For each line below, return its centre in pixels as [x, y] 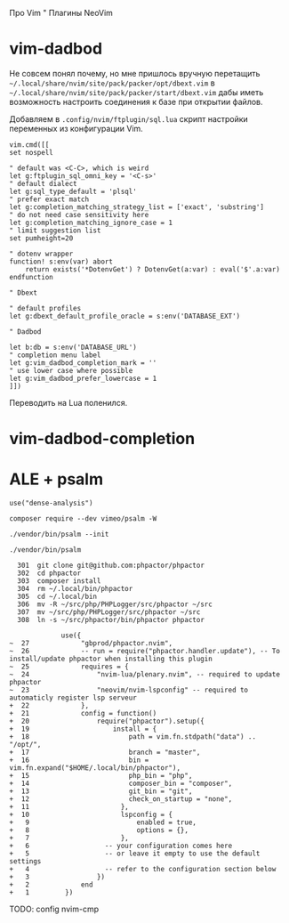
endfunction [31, 277]
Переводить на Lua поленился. [68, 402]
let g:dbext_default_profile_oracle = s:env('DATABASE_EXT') [125, 316]
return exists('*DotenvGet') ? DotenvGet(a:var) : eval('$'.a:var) [153, 269]
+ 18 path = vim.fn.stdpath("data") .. [132, 737]
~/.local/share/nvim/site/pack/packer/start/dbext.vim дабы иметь [136, 92]
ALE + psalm [56, 479]
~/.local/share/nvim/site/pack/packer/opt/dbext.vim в [112, 83]
